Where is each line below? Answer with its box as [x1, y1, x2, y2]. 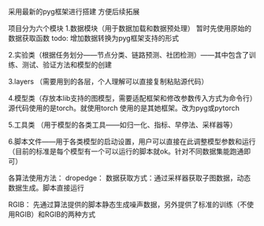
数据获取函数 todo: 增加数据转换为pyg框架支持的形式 [8, 34, 180, 43]
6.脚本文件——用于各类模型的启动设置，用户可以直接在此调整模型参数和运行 [8, 137, 256, 146]
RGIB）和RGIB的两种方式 [14, 209, 96, 219]
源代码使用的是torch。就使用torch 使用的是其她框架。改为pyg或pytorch [8, 103, 240, 113]
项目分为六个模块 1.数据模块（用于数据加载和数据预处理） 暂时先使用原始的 [8, 24, 252, 33]
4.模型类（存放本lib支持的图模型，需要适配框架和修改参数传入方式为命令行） [8, 94, 257, 102]
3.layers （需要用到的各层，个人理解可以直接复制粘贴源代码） [8, 77, 209, 86]
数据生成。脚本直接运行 [8, 183, 84, 192]
